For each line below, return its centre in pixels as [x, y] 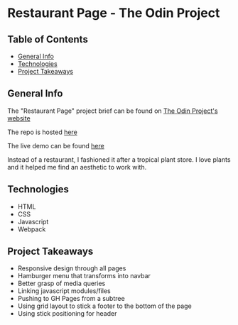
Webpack [32, 229]
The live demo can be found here [56, 145]
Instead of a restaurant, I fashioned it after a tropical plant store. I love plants [119, 159]
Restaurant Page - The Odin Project [114, 13]
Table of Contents [48, 39]
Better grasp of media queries [61, 283]
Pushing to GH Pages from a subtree [71, 299]
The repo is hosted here [43, 132]
